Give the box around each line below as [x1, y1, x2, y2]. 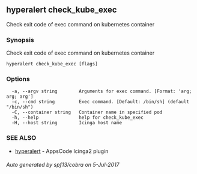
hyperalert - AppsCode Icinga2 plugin [14, 147, 109, 155]
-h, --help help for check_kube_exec [11, 115, 144, 121]
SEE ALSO [6, 134, 37, 142]
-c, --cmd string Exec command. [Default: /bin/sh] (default [11, 99, 189, 105]
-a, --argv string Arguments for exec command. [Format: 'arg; [11, 88, 192, 95]
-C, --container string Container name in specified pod [11, 109, 163, 116]
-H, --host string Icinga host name [11, 120, 122, 126]
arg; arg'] [6, 94, 34, 100]
